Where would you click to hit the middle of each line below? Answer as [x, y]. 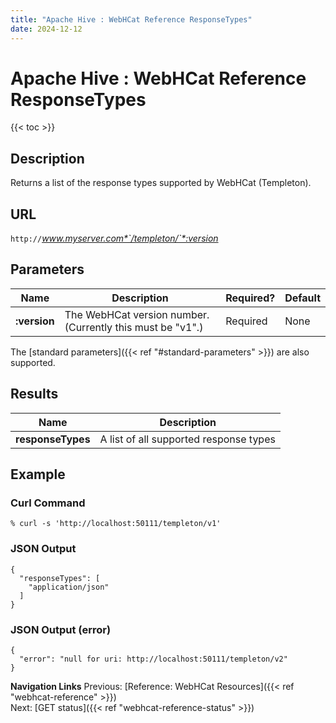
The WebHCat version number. [137, 314]
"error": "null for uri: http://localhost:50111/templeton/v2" [153, 659]
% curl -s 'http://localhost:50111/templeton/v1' [116, 524]
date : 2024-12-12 [46, 29]
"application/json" [69, 587]
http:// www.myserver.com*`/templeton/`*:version [114, 238]
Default [302, 298]
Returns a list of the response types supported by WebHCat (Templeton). [161, 183]
